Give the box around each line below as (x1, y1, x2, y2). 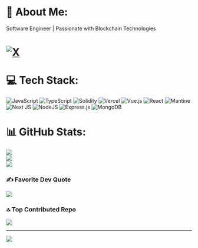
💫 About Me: (6, 5, 68, 19)
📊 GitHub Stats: (6, 125, 87, 139)
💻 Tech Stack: (6, 74, 79, 87)
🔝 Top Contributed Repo (6, 205, 77, 214)
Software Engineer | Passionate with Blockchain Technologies (6, 25, 156, 32)
